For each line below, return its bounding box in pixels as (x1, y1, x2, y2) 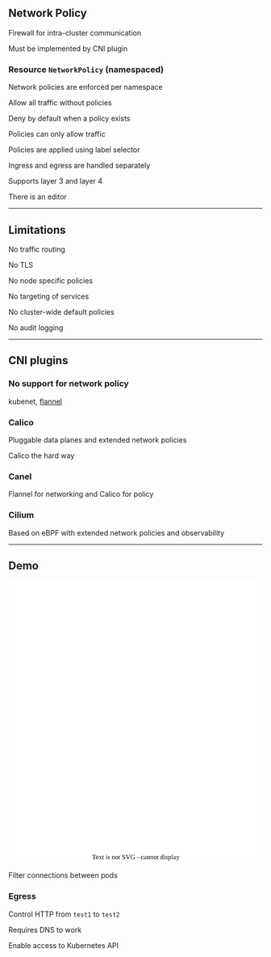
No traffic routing (8, 244, 66, 254)
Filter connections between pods (8, 870, 119, 880)
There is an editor (8, 192, 67, 201)
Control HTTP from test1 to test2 (8, 909, 120, 919)
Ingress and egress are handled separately (8, 161, 151, 171)
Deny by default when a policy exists (8, 113, 131, 124)
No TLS (8, 260, 34, 269)
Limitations (8, 222, 66, 237)
